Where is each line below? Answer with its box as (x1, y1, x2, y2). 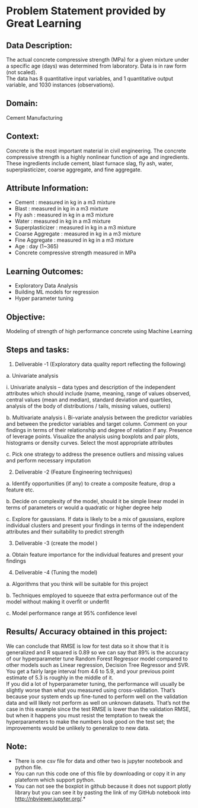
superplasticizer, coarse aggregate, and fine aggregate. (6, 166, 142, 173)
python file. (14, 764, 43, 771)
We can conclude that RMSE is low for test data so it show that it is (6, 642, 169, 650)
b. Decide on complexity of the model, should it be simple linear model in (6, 497, 184, 504)
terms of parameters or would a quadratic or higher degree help (6, 504, 162, 511)
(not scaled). (6, 69, 37, 75)
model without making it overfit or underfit (6, 598, 110, 605)
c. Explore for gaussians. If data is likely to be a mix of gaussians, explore (6, 515, 185, 522)
